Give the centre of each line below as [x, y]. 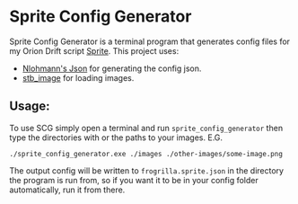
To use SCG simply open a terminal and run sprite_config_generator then [146, 128]
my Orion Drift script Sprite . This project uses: [94, 50]
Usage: [30, 106]
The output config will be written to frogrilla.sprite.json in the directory [147, 170]
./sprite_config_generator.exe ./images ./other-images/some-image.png [146, 154]
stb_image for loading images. [78, 77]
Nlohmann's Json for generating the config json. [112, 68]
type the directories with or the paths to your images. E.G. [116, 137]
